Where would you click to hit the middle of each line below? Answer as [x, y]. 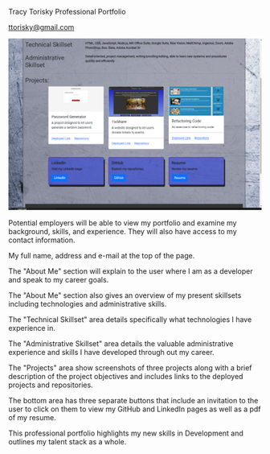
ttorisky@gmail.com [41, 27]
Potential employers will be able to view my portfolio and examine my [123, 223]
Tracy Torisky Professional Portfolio [67, 12]
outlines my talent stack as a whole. [67, 442]
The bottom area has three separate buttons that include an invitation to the [133, 401]
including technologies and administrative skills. [88, 304]
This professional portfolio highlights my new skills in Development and [126, 433]
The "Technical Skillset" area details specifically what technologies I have [130, 320]
